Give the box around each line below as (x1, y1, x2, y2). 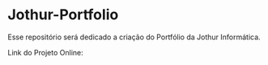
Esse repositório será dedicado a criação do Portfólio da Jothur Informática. (7, 32, 261, 42)
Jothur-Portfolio (7, 6, 119, 24)
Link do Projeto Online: (7, 47, 84, 57)
